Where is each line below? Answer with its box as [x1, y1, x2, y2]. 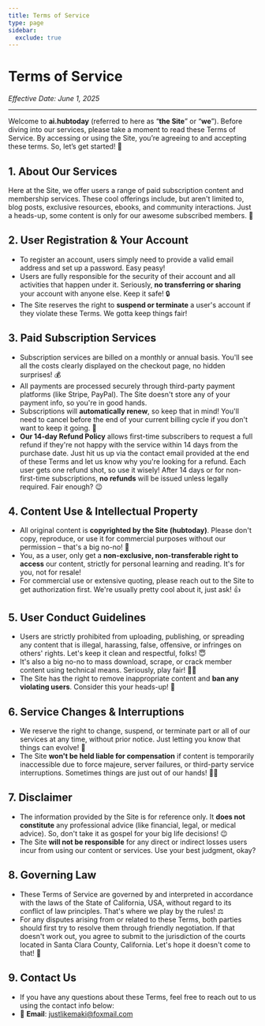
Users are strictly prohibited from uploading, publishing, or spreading [19, 632, 244, 641]
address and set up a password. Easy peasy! [19, 262, 166, 273]
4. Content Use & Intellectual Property [8, 505, 199, 519]
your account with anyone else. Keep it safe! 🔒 [19, 289, 171, 298]
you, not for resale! [19, 568, 81, 577]
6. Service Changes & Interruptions [8, 705, 185, 719]
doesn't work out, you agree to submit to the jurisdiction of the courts [19, 931, 246, 941]
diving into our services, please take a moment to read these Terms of [8, 125, 237, 134]
